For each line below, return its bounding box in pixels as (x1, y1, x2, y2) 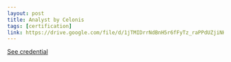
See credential (7, 48, 48, 56)
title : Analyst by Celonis (7, 16, 85, 23)
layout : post (7, 10, 45, 17)
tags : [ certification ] (7, 22, 72, 29)
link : (7, 29, 23, 36)
